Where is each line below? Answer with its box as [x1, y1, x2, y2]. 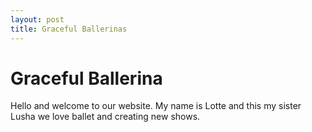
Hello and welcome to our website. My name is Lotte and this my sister [10, 100, 302, 112]
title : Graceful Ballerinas [10, 24, 128, 34]
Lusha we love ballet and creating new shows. [10, 111, 201, 123]
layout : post [10, 14, 65, 25]
